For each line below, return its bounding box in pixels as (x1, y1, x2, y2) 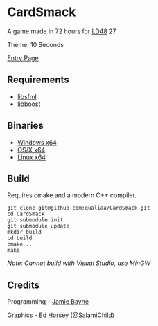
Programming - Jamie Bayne (7, 298, 89, 306)
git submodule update (7, 223, 70, 230)
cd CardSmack (7, 210, 45, 218)
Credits (7, 279, 40, 291)
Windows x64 (17, 138, 58, 146)
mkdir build (7, 229, 42, 236)
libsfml (17, 92, 37, 100)
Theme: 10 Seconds (7, 40, 64, 48)
